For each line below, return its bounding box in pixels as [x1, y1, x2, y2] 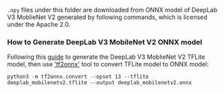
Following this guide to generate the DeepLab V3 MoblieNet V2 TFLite [7, 53, 205, 61]
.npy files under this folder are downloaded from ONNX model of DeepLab [7, 6, 218, 14]
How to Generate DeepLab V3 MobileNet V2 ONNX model [7, 37, 203, 46]
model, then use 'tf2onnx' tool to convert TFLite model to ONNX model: [7, 60, 209, 68]
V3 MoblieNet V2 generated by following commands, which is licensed [7, 13, 208, 21]
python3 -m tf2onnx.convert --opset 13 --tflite [7, 73, 149, 81]
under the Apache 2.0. [7, 21, 71, 28]
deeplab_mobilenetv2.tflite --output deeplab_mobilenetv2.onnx [7, 79, 192, 86]
